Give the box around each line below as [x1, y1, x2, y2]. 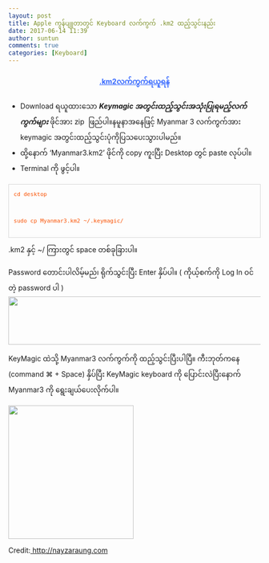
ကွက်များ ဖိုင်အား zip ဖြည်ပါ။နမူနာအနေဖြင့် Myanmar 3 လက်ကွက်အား [19, 117, 242, 127]
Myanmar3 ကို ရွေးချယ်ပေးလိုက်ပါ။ [8, 385, 119, 394]
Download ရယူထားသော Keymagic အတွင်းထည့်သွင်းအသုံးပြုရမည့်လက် [19, 101, 247, 111]
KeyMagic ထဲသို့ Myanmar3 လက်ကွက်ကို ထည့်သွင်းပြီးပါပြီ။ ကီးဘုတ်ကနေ [8, 354, 240, 364]
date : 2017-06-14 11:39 [8, 27, 88, 35]
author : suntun [8, 34, 59, 43]
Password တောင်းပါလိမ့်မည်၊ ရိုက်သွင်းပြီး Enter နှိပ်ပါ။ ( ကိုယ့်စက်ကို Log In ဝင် [8, 267, 255, 277]
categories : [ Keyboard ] [8, 49, 88, 57]
